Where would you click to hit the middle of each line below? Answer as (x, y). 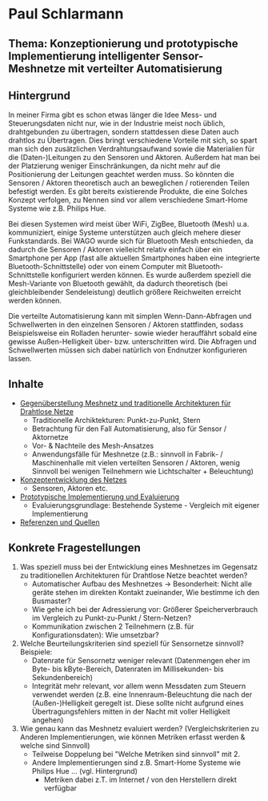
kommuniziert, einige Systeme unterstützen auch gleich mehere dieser (125, 232)
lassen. (20, 359)
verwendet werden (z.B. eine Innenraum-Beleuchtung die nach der (142, 694)
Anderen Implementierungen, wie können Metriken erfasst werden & (132, 737)
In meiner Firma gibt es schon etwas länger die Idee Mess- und (113, 115)
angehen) (48, 720)
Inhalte (26, 384)
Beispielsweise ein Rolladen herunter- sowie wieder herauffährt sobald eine (133, 333)
